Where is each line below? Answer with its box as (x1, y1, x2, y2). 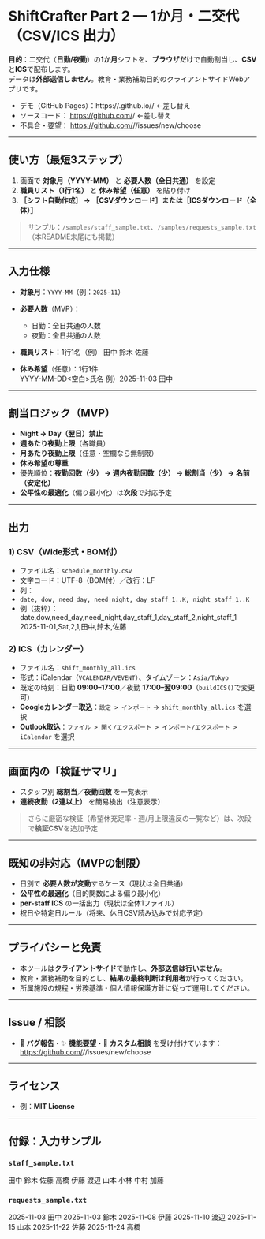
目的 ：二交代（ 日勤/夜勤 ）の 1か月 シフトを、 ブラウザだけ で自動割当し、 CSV (8, 54, 257, 64)
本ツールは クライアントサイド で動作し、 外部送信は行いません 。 (19, 963, 227, 972)
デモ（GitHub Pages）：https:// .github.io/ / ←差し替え (19, 100, 191, 110)
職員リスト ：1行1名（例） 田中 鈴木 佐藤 (19, 347, 149, 356)
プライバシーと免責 (8, 941, 102, 954)
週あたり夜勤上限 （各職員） (19, 439, 110, 448)
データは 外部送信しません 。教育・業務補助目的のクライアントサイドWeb (8, 74, 244, 84)
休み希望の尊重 (19, 458, 69, 468)
